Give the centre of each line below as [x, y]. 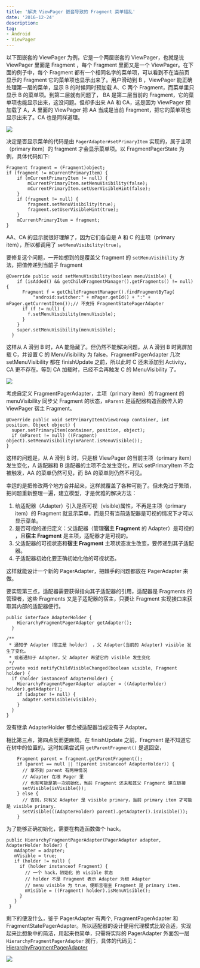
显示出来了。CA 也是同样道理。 [45, 117]
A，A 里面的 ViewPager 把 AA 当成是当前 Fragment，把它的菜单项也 [107, 110]
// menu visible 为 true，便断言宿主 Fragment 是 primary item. [103, 885]
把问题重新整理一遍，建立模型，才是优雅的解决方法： [72, 493]
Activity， [177, 362]
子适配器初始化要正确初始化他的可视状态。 [67, 558]
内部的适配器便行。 [40, 606]
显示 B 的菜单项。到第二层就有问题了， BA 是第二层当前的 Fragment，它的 [98, 95]
